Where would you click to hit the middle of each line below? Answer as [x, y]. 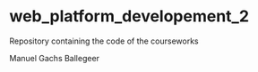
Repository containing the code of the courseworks [104, 41]
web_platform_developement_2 [129, 16]
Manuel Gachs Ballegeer [55, 58]
